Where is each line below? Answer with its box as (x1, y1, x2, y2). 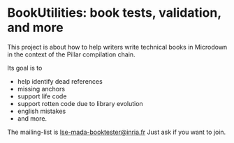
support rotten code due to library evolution (17, 99, 143, 107)
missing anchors (17, 84, 65, 93)
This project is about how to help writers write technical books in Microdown (7, 43, 228, 51)
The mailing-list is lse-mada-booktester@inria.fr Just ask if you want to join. (7, 128, 226, 136)
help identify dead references (17, 77, 103, 85)
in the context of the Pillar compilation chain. (7, 50, 136, 59)
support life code (17, 92, 67, 100)
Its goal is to (7, 63, 43, 72)
